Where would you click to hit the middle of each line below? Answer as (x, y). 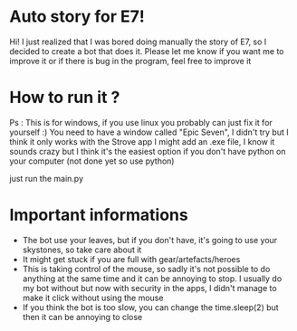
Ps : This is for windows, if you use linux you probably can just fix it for (141, 122)
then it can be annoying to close (82, 317)
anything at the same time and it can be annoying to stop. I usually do (152, 279)
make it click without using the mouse (93, 298)
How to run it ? (65, 98)
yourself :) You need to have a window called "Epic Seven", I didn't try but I (149, 132)
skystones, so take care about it (82, 250)
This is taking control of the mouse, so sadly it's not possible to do (146, 269)
